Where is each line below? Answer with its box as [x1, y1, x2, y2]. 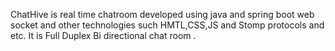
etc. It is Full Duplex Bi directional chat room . [10, 30, 197, 41]
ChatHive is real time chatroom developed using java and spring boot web [10, 9, 315, 20]
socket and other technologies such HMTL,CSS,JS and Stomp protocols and [10, 19, 325, 31]
